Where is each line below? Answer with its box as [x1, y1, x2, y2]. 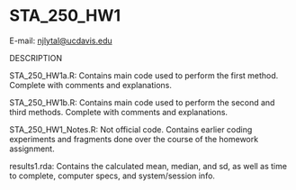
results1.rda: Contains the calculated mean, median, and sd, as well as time [9, 160, 288, 171]
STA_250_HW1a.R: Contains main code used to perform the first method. [9, 69, 279, 81]
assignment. [9, 143, 56, 154]
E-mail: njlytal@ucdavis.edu [9, 35, 112, 46]
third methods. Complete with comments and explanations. [9, 106, 228, 117]
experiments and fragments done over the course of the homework [9, 133, 259, 144]
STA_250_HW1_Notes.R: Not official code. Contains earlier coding [9, 123, 253, 135]
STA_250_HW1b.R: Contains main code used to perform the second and [9, 96, 275, 108]
